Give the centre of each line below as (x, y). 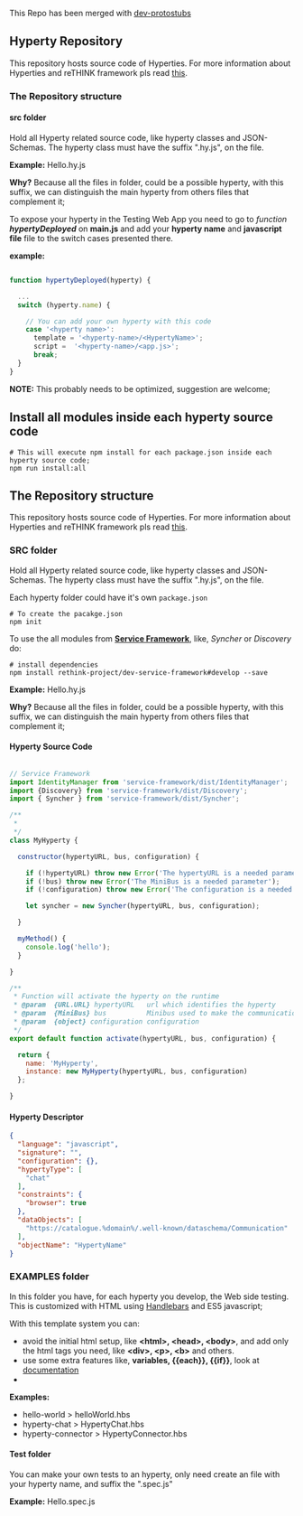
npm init (26, 622)
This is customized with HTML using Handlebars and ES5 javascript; (136, 1305)
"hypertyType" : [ (50, 1169)
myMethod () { (42, 939)
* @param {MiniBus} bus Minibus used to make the (129, 1014)
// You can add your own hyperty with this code (119, 321)
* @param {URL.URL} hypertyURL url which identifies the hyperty (145, 1005)
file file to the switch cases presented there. (92, 238)
